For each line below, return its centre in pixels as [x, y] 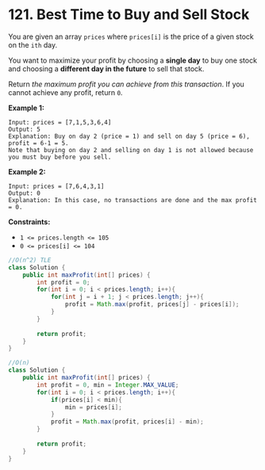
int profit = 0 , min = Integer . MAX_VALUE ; [108, 385]
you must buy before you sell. [60, 157]
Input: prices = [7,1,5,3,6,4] [60, 122]
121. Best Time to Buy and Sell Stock [129, 15]
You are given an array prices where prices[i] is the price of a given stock [131, 36]
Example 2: [27, 171]
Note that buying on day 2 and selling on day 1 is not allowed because [131, 150]
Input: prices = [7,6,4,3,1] [56, 186]
